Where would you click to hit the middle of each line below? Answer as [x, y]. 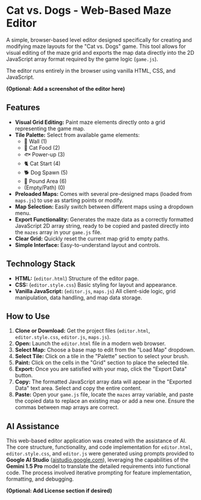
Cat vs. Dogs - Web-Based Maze [89, 11]
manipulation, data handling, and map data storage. [79, 297]
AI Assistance [33, 426]
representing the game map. [50, 128]
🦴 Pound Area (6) [45, 181]
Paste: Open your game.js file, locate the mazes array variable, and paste [104, 395]
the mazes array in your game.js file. [58, 232]
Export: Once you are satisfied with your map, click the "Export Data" [101, 369]
